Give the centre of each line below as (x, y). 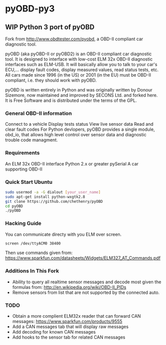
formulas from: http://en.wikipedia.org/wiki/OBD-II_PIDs (69, 287)
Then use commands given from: (39, 253)
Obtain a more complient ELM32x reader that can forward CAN (77, 316)
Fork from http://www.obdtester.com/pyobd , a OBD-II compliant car (74, 39)
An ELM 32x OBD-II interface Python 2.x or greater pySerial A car (72, 164)
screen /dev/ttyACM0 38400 (33, 243)
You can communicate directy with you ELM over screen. (63, 234)
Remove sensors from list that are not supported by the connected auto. (86, 292)
